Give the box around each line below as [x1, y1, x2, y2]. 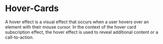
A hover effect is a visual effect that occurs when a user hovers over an [5, 19, 149, 25]
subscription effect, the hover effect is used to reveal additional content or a [5, 29, 159, 35]
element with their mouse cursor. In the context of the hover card [5, 24, 137, 29]
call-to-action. [5, 34, 34, 40]
